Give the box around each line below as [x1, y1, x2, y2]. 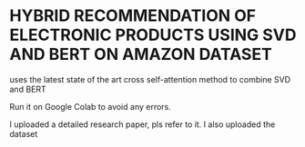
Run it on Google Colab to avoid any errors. [9, 101, 171, 112]
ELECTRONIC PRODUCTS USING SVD [9, 24, 297, 45]
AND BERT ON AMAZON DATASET [9, 44, 273, 64]
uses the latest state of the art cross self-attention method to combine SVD [9, 73, 291, 84]
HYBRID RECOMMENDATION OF [9, 5, 257, 26]
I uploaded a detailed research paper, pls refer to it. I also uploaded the [9, 119, 276, 130]
